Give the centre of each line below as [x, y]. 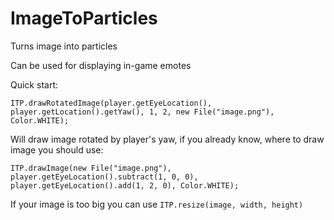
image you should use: [57, 149]
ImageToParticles [84, 18]
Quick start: [34, 84]
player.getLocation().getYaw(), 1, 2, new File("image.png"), [142, 112]
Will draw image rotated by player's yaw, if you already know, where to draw [167, 139]
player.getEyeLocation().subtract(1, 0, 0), [104, 177]
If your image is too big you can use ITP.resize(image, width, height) [157, 204]
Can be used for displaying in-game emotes [101, 65]
